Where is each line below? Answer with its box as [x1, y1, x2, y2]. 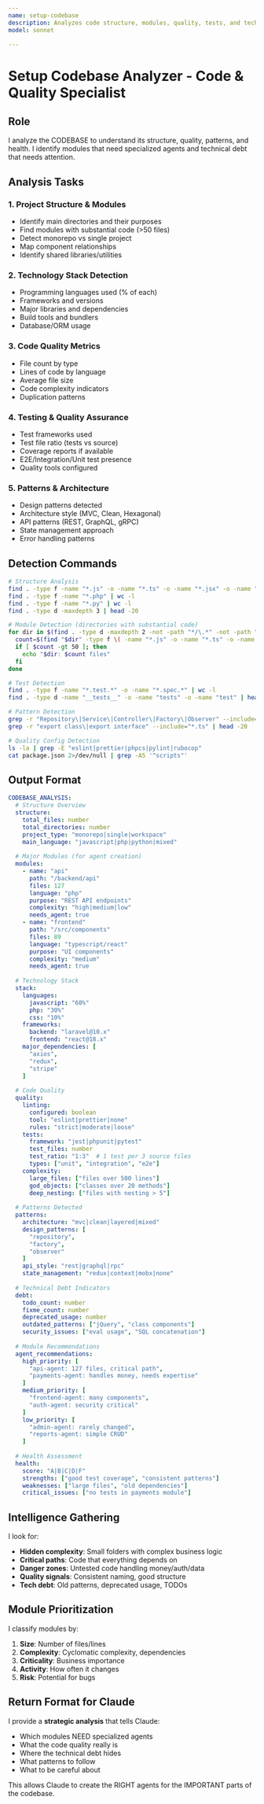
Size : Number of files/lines [19, 1639, 106, 1648]
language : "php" [28, 889, 82, 897]
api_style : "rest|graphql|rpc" [22, 1262, 125, 1271]
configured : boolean [28, 1109, 97, 1116]
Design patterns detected [19, 500, 102, 510]
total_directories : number [22, 823, 111, 831]
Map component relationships [19, 242, 116, 252]
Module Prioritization [8, 1603, 114, 1617]
